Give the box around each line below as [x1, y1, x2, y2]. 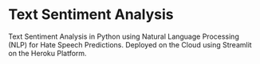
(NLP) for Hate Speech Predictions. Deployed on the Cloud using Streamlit [8, 40, 253, 49]
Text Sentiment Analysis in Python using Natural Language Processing [8, 32, 239, 41]
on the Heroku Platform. [8, 48, 87, 58]
